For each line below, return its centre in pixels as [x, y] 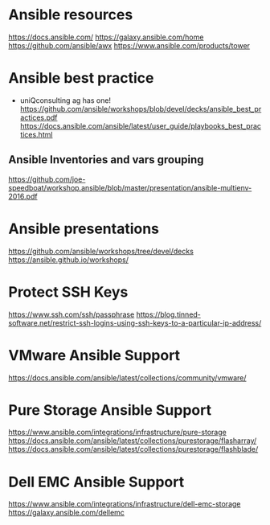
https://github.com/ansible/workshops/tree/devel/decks [101, 251]
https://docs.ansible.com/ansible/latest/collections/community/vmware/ [127, 377]
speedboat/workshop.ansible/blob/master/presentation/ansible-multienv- [130, 187]
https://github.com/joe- [47, 179]
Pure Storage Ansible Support [110, 410]
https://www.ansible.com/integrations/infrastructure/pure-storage [117, 433]
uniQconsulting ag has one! [65, 100]
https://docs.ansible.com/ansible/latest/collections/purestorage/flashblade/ [133, 449]
